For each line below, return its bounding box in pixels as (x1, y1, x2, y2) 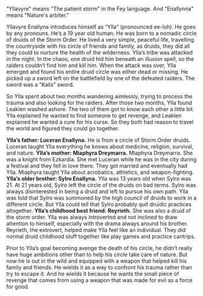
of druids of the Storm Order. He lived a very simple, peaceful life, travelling (6, 36, 195, 43)
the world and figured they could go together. (6, 125, 120, 132)
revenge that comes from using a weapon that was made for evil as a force (6, 277, 193, 283)
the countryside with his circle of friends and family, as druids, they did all (6, 42, 190, 50)
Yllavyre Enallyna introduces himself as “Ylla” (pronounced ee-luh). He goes (6, 24, 196, 30)
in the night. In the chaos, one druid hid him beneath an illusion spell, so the (6, 56, 195, 62)
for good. (6, 283, 30, 290)
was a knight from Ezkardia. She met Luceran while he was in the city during (6, 156, 197, 162)
